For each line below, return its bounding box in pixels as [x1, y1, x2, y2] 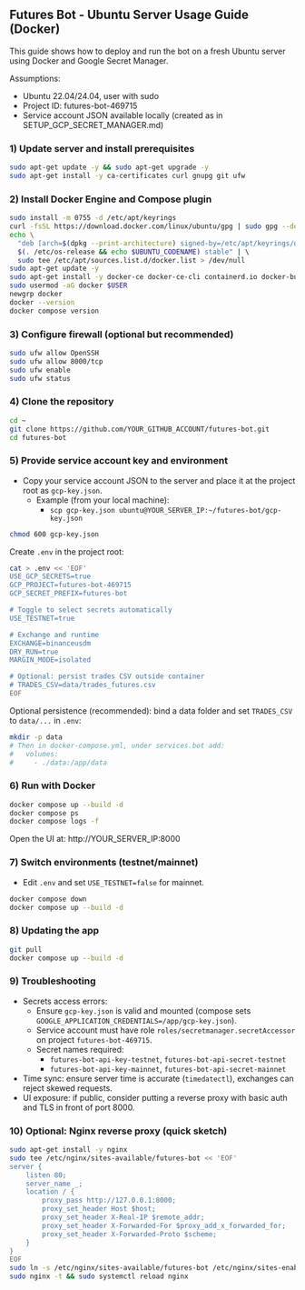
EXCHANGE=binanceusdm [9, 638, 92, 648]
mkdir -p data [9, 732, 64, 742]
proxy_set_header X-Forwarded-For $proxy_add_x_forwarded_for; [42, 1221, 286, 1230]
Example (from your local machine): [35, 495, 170, 505]
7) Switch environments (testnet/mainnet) [9, 856, 199, 869]
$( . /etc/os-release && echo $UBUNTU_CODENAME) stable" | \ [17, 247, 250, 256]
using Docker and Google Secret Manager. [9, 55, 169, 66]
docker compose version [9, 306, 100, 315]
